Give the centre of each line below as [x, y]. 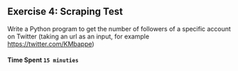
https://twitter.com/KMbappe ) [51, 44]
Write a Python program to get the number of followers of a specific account [119, 28]
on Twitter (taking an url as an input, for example [79, 36]
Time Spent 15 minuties [43, 60]
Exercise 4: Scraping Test [65, 12]
